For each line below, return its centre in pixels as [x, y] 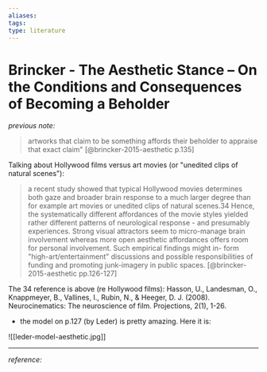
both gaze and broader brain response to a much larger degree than [139, 198]
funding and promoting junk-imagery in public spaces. [116, 265]
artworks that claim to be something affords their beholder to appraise [143, 141]
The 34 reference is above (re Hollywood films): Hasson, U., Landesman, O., [133, 289]
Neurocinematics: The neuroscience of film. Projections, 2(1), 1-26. [118, 306]
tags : [17, 23]
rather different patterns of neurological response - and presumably [139, 223]
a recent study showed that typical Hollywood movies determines [135, 189]
